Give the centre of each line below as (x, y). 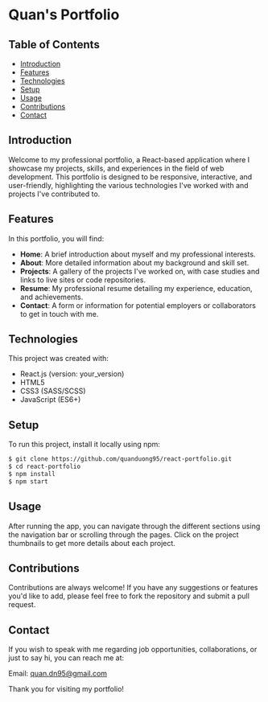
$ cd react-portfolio (45, 467)
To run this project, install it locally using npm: (85, 445)
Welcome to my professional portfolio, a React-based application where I (129, 159)
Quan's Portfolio (64, 15)
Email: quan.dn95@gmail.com (58, 674)
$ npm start (28, 481)
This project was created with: (58, 359)
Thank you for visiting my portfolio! (66, 689)
